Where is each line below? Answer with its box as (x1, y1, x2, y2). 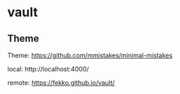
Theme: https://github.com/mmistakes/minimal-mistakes (7, 51, 173, 59)
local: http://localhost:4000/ (7, 65, 89, 73)
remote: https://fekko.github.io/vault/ (7, 78, 116, 87)
